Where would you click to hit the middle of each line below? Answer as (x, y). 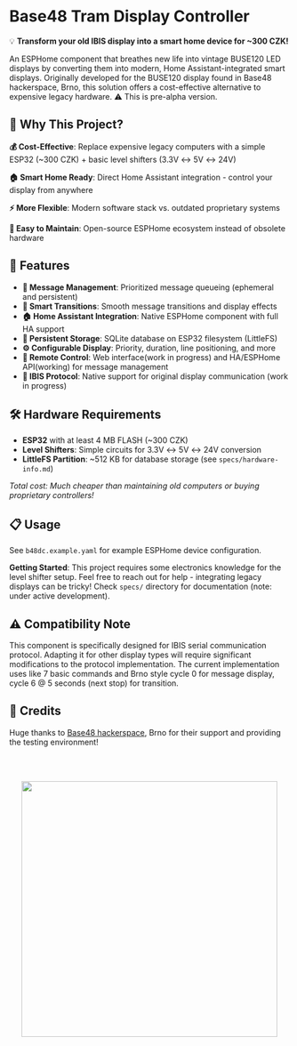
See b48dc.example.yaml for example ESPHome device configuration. (136, 551)
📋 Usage (35, 524)
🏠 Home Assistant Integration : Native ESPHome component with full (150, 316)
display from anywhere (51, 189)
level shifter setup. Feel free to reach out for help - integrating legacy (136, 577)
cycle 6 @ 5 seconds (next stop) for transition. (94, 683)
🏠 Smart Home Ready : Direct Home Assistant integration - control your (141, 177)
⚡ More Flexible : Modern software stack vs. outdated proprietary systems (144, 207)
